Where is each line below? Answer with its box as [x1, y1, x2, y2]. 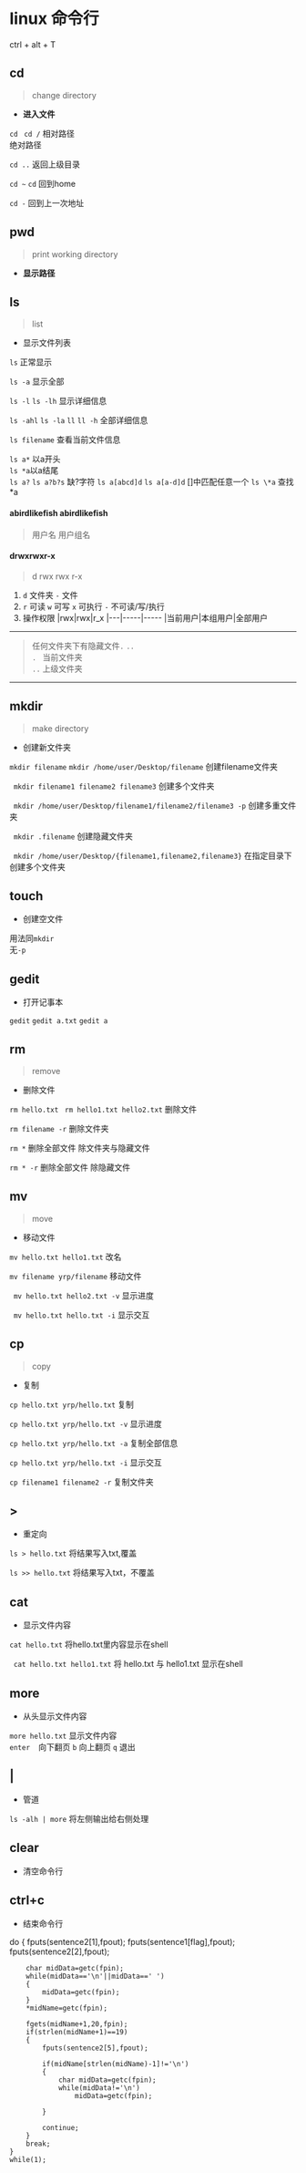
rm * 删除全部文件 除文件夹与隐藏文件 [9, 1143, 150, 1154]
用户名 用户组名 [31, 529, 91, 540]
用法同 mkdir [9, 933, 55, 944]
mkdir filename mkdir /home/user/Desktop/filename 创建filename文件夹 [9, 761, 279, 771]
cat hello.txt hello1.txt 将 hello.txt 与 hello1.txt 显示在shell [13, 1659, 243, 1670]
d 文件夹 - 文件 [22, 589, 78, 600]
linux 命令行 [9, 8, 99, 29]
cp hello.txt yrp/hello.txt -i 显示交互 [9, 1456, 162, 1468]
